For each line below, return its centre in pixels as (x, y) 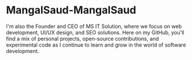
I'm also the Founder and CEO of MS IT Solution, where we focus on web (94, 26)
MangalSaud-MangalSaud (71, 10)
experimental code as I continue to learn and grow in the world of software (96, 45)
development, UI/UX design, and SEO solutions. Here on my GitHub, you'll (95, 32)
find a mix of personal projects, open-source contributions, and (83, 38)
